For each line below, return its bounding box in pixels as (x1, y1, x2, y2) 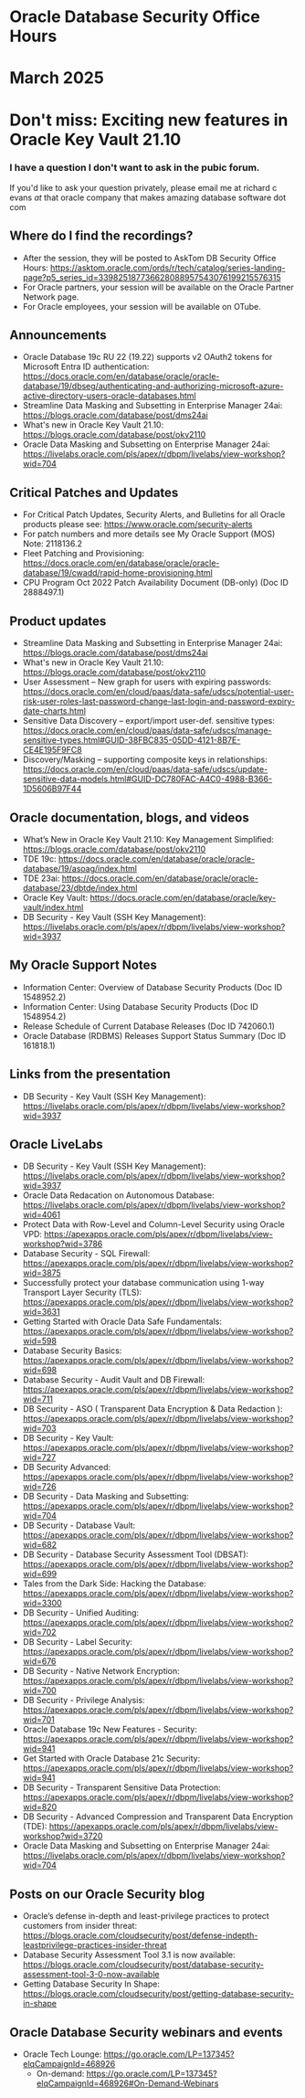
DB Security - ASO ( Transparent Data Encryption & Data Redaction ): (22, 1404, 283, 1415)
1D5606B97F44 (22, 783, 82, 794)
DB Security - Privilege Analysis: (22, 1695, 145, 1706)
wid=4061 (22, 1209, 61, 1221)
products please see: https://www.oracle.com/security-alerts (22, 519, 253, 530)
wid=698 (22, 1364, 58, 1376)
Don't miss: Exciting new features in (9, 110, 289, 130)
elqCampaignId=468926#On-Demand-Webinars (36, 2077, 219, 2089)
